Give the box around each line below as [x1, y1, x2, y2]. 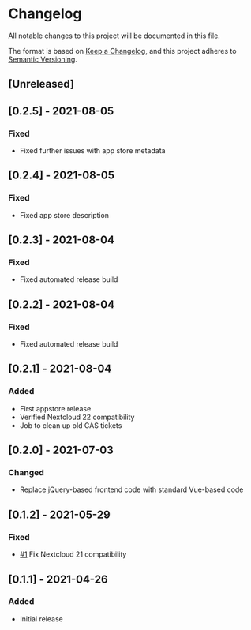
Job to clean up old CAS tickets [19, 420, 122, 430]
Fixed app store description [19, 210, 109, 219]
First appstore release [19, 403, 92, 413]
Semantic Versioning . [8, 54, 77, 64]
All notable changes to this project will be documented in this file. [8, 31, 221, 40]
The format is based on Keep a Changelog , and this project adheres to [8, 46, 237, 55]
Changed [8, 467, 45, 478]
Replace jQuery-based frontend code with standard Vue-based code [19, 485, 244, 494]
